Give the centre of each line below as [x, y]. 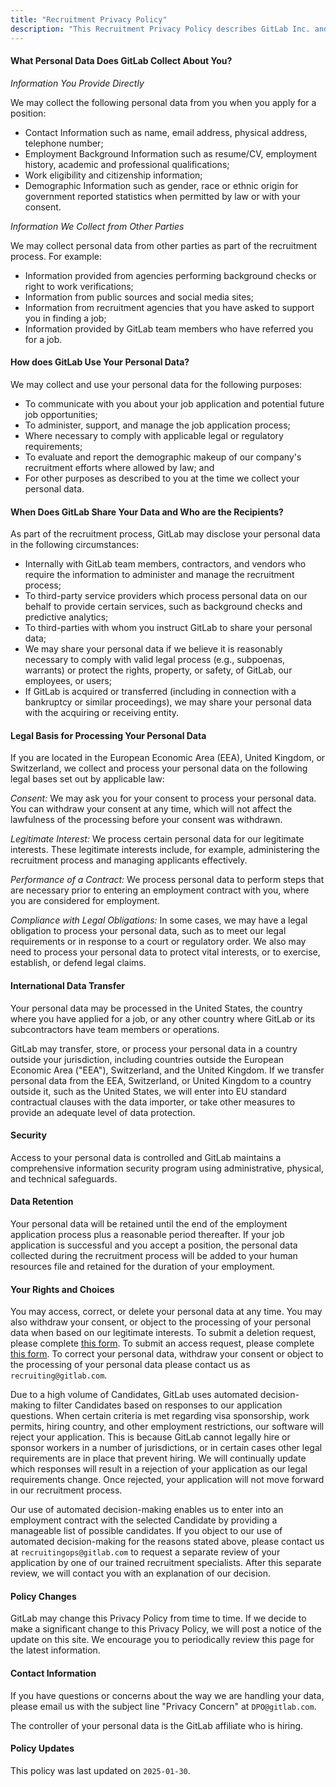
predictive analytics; [66, 617]
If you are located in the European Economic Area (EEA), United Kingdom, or [168, 758]
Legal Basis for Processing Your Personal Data [108, 735]
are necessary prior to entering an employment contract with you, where [160, 890]
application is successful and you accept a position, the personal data [154, 1245]
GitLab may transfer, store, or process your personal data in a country [154, 1048]
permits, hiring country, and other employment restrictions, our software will [167, 1427]
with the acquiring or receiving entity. [102, 713]
